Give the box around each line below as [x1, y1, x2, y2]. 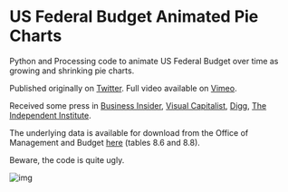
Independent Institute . [9, 110, 92, 120]
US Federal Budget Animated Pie [9, 6, 259, 27]
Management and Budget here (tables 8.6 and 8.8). [9, 137, 201, 148]
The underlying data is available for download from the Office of [9, 127, 249, 138]
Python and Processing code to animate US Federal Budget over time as [9, 55, 279, 66]
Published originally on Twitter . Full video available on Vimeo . [9, 82, 237, 93]
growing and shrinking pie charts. [9, 65, 135, 76]
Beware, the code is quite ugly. [9, 154, 125, 165]
